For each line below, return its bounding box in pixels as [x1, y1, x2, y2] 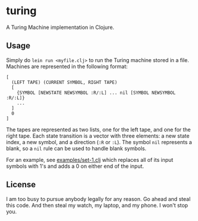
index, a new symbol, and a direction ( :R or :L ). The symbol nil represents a [6, 138, 192, 145]
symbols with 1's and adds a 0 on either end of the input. [6, 162, 144, 170]
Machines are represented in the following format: [6, 63, 128, 70]
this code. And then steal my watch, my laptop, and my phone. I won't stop [6, 201, 188, 209]
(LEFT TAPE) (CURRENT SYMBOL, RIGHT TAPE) [11, 79, 118, 85]
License [6, 180, 36, 190]
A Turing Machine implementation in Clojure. [6, 24, 115, 31]
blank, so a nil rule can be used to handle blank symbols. [6, 145, 147, 152]
